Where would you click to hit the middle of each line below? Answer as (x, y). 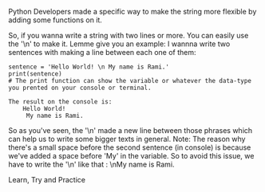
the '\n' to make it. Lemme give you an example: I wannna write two (119, 44)
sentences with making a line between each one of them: (103, 52)
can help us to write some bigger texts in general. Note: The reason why (127, 139)
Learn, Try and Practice (47, 180)
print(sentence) (35, 74)
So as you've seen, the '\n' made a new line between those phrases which (131, 130)
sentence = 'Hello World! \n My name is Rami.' (89, 67)
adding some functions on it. (55, 20)
